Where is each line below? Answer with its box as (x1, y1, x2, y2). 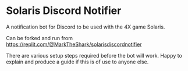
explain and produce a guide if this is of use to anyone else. (6, 58, 149, 65)
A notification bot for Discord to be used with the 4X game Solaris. (6, 23, 165, 30)
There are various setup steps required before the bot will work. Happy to (6, 52, 182, 59)
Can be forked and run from (6, 34, 73, 41)
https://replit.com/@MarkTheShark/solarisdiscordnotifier (6, 41, 142, 48)
